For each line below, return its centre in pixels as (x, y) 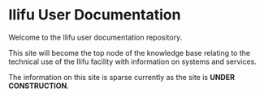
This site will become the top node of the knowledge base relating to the (129, 53)
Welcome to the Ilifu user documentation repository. (95, 37)
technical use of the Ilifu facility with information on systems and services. (133, 61)
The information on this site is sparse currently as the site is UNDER (122, 77)
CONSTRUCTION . (39, 86)
